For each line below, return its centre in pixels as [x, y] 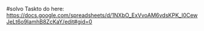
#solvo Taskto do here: [35, 9]
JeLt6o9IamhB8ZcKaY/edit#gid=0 [49, 22]
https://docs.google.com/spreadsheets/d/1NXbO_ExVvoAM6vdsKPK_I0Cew [102, 15]
